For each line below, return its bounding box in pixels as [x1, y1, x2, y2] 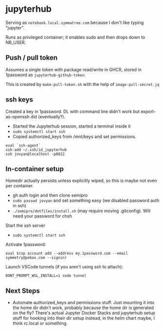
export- [141, 109, 156, 114]
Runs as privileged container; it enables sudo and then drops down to [5, 34, 145, 40]
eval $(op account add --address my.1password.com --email [5, 251, 128, 256]
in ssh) [12, 203, 26, 209]
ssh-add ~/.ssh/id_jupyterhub [5, 147, 67, 152]
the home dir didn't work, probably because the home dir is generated [12, 305, 154, 311]
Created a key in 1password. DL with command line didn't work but [5, 109, 140, 114]
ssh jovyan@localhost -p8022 [5, 152, 65, 156]
